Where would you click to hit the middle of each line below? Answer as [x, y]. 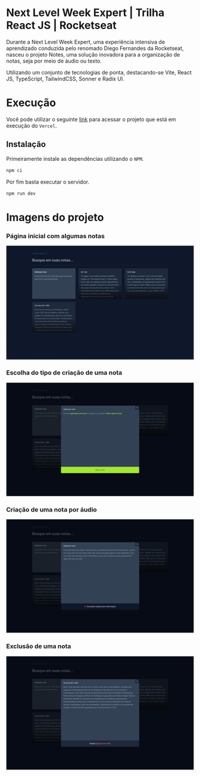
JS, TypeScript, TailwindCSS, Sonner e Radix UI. [65, 79]
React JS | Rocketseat [62, 25]
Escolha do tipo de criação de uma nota [64, 373]
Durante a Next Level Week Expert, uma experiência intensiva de [86, 42]
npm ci [14, 170]
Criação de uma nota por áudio [51, 509]
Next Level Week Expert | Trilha [85, 13]
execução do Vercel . [32, 126]
